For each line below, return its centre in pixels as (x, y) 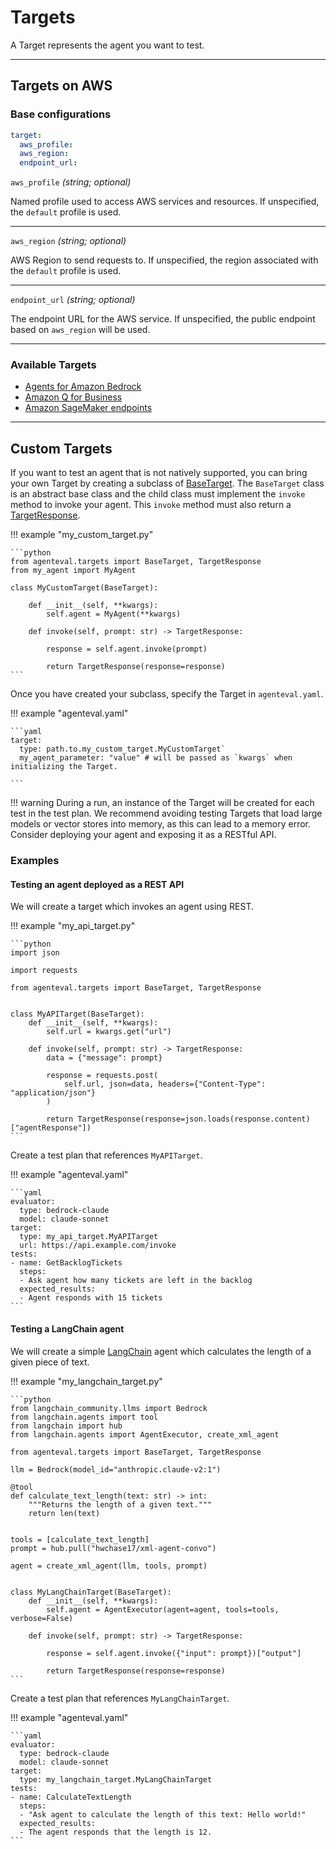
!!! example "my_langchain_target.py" (86, 1381)
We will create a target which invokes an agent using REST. (132, 907)
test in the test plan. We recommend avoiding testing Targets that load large (166, 813)
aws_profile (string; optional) (71, 182)
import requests (44, 971)
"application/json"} (53, 1093)
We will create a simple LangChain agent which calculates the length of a (161, 1351)
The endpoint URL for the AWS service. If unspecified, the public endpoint (163, 319)
